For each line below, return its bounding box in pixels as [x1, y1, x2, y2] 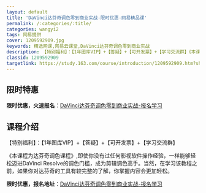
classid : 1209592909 [6, 55, 59, 61]
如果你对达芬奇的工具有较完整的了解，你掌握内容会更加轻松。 [17, 167, 173, 175]
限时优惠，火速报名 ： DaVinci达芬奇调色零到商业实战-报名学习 [6, 102, 162, 109]
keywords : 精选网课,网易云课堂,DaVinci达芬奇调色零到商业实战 [6, 44, 150, 50]
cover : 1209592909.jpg [6, 37, 64, 44]
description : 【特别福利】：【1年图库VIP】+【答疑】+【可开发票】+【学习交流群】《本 [6, 49, 196, 55]
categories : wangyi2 [6, 26, 59, 32]
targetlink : [6, 60, 37, 66]
